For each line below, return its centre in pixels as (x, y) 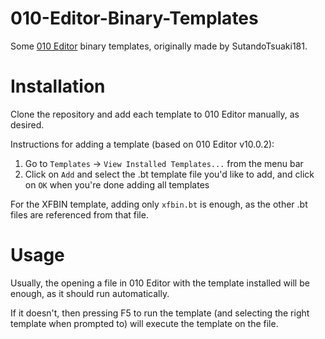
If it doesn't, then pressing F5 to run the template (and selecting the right (160, 313)
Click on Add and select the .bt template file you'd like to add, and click (169, 174)
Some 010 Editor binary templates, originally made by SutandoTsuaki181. (159, 46)
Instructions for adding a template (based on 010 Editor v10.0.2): (142, 144)
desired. (27, 124)
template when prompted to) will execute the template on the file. (144, 323)
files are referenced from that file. (79, 214)
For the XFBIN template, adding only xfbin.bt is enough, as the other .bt (159, 204)
